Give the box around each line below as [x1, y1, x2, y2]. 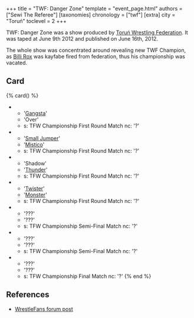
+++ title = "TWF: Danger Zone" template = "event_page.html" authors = [6, 5, 183, 12]
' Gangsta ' [23, 109, 48, 117]
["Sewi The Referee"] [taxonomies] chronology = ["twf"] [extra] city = [6, 11, 176, 18]
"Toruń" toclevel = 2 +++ [6, 18, 67, 24]
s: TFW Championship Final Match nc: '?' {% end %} [23, 273, 152, 280]
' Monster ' [23, 191, 47, 198]
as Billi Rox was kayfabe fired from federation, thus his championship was [6, 53, 186, 60]
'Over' [23, 116, 39, 123]
